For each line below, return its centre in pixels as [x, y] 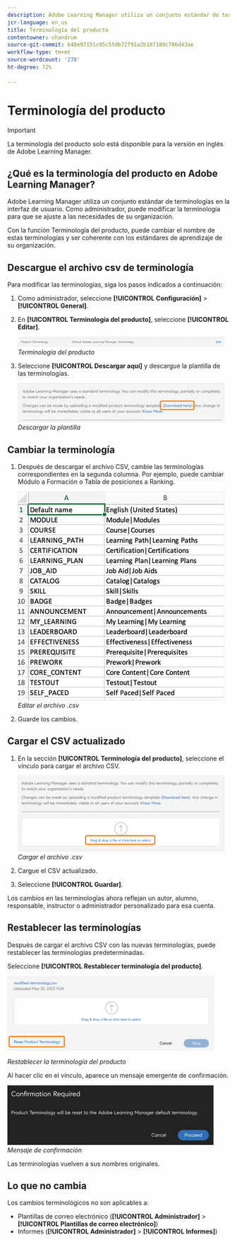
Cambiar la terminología [61, 449]
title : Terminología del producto [58, 30]
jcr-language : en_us [38, 22]
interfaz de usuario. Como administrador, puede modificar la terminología [114, 209]
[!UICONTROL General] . [53, 306]
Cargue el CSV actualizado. [57, 871]
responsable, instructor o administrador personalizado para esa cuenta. [111, 905]
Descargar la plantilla [49, 427]
